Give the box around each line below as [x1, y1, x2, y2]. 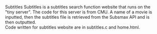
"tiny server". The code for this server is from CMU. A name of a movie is [5, 9, 153, 15]
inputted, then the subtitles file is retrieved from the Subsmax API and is [5, 14, 150, 20]
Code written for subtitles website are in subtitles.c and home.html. [5, 24, 140, 30]
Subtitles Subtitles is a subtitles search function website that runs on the [5, 4, 151, 10]
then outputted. [5, 19, 37, 25]
